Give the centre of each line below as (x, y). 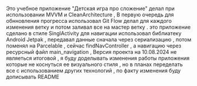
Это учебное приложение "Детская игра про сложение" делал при (91, 8)
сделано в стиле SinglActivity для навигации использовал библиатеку (94, 33)
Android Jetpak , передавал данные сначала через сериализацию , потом (99, 39)
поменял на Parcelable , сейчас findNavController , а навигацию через (94, 46)
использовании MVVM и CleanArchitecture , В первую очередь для (90, 15)
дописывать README (33, 77)
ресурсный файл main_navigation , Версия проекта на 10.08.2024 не (91, 52)
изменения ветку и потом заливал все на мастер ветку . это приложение (98, 27)
